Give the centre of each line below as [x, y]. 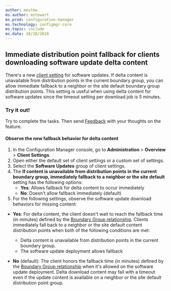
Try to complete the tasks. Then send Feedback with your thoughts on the [83, 121]
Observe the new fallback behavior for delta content [62, 138]
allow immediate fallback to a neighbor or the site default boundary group [82, 86]
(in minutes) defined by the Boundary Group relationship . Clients [80, 220]
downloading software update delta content [77, 63]
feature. [14, 127]
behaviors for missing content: [45, 204]
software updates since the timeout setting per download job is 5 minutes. [83, 97]
